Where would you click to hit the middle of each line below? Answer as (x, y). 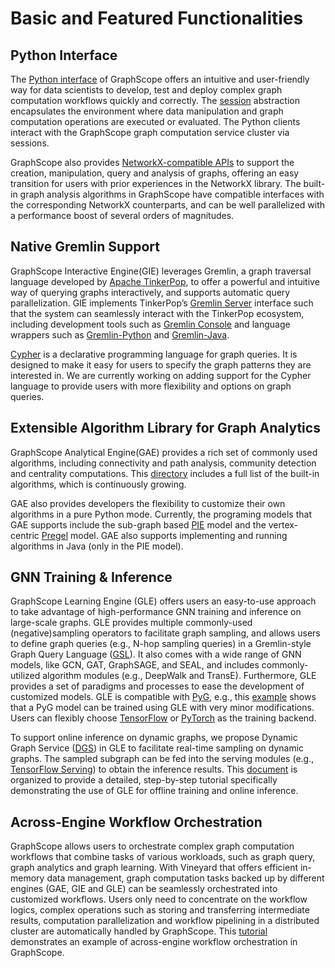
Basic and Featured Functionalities (157, 18)
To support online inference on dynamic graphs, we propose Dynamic (154, 738)
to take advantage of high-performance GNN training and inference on (156, 612)
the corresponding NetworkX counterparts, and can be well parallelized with (168, 205)
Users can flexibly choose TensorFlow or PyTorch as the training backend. (163, 718)
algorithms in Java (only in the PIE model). (97, 546)
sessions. (30, 143)
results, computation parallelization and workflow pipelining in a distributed (165, 921)
